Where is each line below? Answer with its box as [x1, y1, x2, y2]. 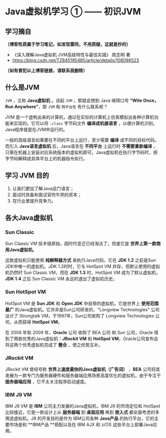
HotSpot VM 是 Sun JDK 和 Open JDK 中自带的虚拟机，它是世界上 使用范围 [5, 300, 159, 306]
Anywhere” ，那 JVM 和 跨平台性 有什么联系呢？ [14, 103, 108, 109]
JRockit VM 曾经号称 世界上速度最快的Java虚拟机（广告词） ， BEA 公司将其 [5, 366, 161, 372]
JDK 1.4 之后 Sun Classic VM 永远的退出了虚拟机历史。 [5, 276, 118, 282]
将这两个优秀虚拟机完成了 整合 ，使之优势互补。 [5, 342, 103, 348]
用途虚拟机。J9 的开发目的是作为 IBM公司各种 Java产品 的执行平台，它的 [5, 415, 155, 422]
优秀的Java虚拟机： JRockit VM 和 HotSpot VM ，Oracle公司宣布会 [22, 336, 159, 342]
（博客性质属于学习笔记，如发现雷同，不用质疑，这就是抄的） [5, 42, 131, 47]
